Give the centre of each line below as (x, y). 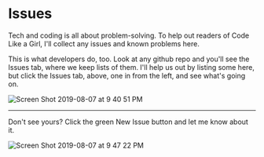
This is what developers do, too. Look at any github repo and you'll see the (129, 59)
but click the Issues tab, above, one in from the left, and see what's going (127, 75)
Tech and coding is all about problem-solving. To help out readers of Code (129, 35)
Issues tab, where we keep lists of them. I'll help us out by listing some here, (132, 67)
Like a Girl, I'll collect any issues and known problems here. (104, 43)
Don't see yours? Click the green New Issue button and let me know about (128, 122)
